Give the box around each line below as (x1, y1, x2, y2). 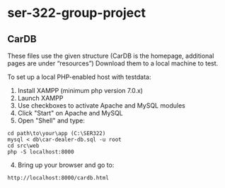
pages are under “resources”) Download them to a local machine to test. (7, 59, 219, 68)
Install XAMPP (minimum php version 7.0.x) (17, 87, 144, 94)
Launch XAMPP (17, 94, 64, 102)
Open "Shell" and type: (17, 116, 85, 125)
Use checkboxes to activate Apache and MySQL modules (17, 101, 185, 110)
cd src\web (7, 142, 40, 149)
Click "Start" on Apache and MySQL (17, 109, 124, 117)
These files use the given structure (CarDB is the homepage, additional (7, 51, 214, 60)
